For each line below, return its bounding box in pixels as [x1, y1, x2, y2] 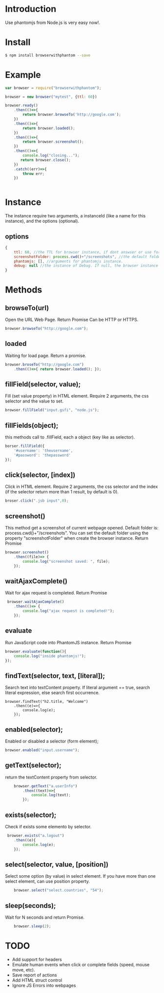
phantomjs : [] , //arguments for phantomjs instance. [14, 259, 123, 264]
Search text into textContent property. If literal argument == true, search [5, 685, 150, 691]
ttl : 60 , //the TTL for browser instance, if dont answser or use [14, 250, 152, 254]
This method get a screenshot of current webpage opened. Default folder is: [5, 525, 159, 531]
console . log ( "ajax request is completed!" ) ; [22, 609, 115, 613]
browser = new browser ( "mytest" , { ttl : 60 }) [5, 94, 97, 99]
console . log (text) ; [31, 793, 71, 798]
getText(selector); [5, 761, 62, 770]
